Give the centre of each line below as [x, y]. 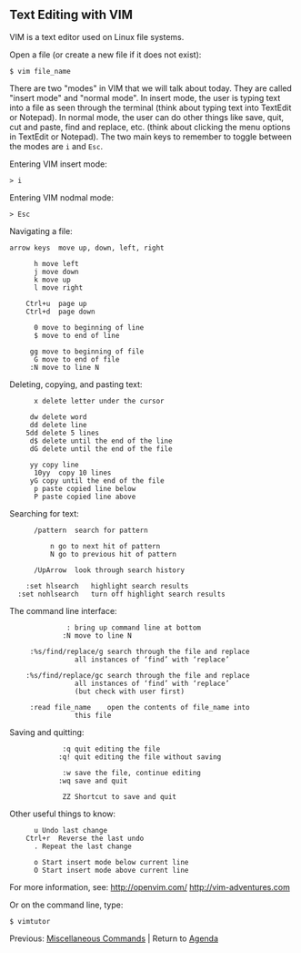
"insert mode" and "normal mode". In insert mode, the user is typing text [145, 97]
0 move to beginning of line [89, 327]
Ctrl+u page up [57, 303]
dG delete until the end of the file [101, 449]
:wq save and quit [93, 781]
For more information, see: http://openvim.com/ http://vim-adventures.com [150, 886]
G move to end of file [76, 359]
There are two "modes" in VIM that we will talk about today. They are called [151, 88]
